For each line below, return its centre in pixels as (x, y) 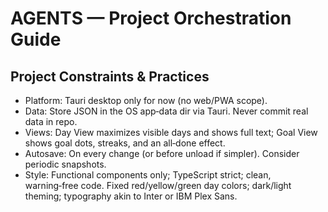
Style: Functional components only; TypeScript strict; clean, (148, 175)
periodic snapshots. (65, 164)
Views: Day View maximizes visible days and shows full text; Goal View (171, 132)
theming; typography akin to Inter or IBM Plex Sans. (131, 196)
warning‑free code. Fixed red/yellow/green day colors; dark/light (158, 185)
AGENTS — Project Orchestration (151, 18)
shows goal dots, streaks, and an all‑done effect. (125, 143)
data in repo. (51, 121)
